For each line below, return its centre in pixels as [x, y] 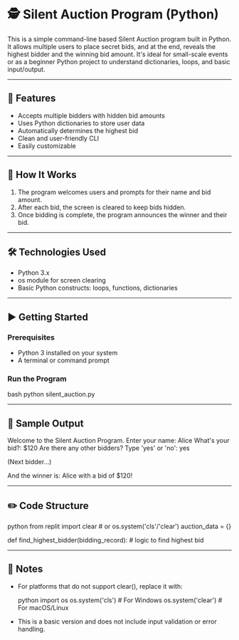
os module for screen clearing [62, 280]
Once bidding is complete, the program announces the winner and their [122, 214]
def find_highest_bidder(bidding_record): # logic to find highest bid [106, 540]
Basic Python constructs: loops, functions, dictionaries [97, 288]
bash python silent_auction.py [51, 394]
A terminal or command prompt [64, 360]
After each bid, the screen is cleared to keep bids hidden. [102, 207]
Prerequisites [31, 337]
